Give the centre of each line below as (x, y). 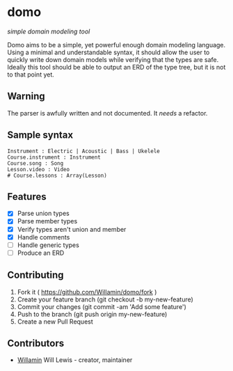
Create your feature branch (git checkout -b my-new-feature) (105, 299)
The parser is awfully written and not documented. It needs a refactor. (107, 113)
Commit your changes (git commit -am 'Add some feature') (102, 306)
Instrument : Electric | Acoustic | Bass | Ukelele (83, 151)
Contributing (35, 275)
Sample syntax (40, 135)
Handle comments (43, 237)
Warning (26, 96)
